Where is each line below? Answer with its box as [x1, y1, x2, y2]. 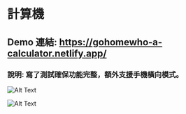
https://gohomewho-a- [59, 36, 163, 48]
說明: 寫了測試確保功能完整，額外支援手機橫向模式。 [7, 70, 183, 79]
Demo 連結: [7, 36, 57, 48]
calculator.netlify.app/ [7, 47, 107, 59]
